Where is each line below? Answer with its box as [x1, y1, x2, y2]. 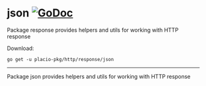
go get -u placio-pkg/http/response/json [7, 56, 114, 62]
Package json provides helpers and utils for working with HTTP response [7, 73, 191, 80]
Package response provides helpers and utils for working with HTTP [7, 26, 179, 34]
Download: [7, 45, 34, 52]
